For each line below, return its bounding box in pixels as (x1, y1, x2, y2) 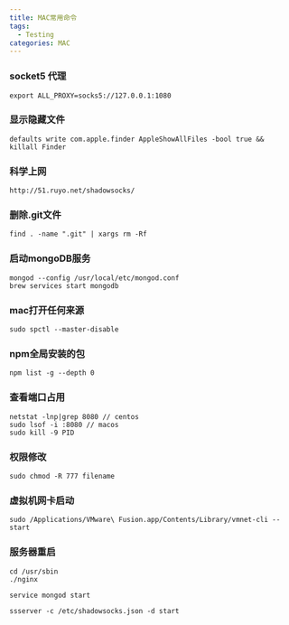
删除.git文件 (9, 209, 61, 221)
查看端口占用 (9, 391, 66, 404)
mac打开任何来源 (9, 303, 85, 316)
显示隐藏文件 (9, 114, 66, 126)
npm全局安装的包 (9, 347, 86, 359)
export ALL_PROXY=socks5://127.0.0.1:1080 (9, 91, 172, 100)
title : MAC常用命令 (9, 13, 78, 23)
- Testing (17, 30, 54, 39)
